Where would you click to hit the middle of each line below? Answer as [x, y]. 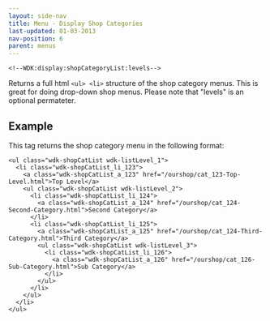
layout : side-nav [38, 16]
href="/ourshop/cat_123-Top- [192, 174]
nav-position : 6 [36, 39]
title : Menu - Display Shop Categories [76, 24]
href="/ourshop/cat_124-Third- [210, 231]
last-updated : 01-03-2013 [52, 31]
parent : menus [32, 46]
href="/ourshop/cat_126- [213, 259]
